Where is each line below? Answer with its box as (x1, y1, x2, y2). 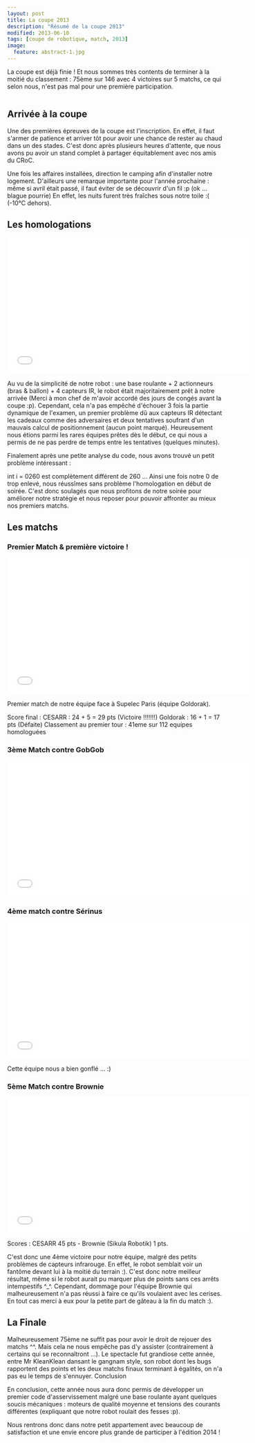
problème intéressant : (7, 459, 71, 467)
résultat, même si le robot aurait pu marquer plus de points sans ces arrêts (7, 1275, 220, 1283)
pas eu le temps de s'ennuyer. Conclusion (7, 1372, 126, 1380)
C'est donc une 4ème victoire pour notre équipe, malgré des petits (7, 1253, 197, 1261)
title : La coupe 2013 (7, 17, 70, 23)
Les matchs (7, 521, 59, 533)
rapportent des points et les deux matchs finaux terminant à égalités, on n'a (7, 1364, 223, 1373)
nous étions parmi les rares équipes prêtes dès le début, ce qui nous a (7, 430, 207, 439)
